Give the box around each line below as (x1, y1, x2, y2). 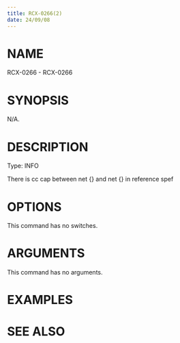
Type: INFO (7, 162, 40, 170)
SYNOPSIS (7, 92, 70, 108)
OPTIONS (7, 199, 62, 214)
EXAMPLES (7, 292, 73, 308)
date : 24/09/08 (7, 16, 50, 23)
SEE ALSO (7, 323, 65, 339)
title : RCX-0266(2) (7, 10, 63, 17)
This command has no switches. (7, 222, 98, 230)
